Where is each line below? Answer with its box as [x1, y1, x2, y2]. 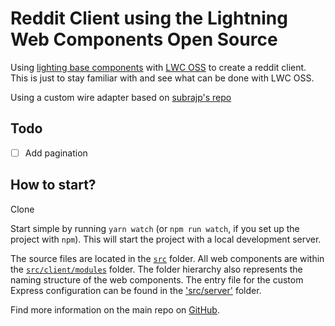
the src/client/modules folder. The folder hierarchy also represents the [10, 263, 303, 275]
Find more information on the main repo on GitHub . [10, 303, 220, 316]
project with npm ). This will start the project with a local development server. [10, 233, 322, 245]
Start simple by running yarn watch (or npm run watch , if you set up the [10, 222, 300, 234]
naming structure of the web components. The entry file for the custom [10, 273, 304, 286]
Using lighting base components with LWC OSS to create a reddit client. [10, 61, 307, 73]
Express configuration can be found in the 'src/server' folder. [10, 284, 262, 296]
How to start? [10, 177, 97, 194]
